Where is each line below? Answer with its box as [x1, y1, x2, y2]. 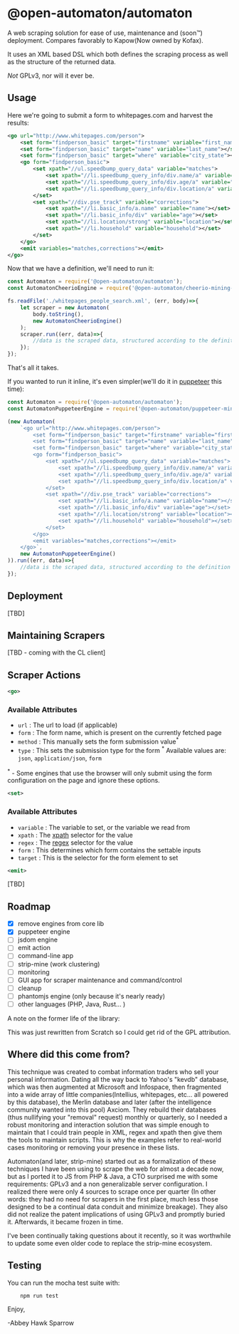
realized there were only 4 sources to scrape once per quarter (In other [7, 1187, 216, 1196]
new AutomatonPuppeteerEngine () [20, 551, 116, 558]
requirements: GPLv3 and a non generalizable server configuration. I [7, 1179, 208, 1188]
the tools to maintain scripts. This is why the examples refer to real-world [7, 1135, 222, 1144]
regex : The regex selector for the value [17, 838, 134, 847]
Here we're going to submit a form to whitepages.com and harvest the [7, 110, 213, 119]
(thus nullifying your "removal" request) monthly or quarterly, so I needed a [7, 1112, 228, 1121]
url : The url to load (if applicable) [17, 721, 118, 729]
